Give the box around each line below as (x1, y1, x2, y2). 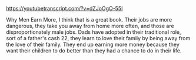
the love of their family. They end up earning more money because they (6, 41, 180, 48)
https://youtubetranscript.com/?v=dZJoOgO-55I (6, 5, 123, 12)
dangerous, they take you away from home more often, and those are (6, 23, 175, 29)
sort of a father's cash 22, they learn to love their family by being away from (6, 35, 191, 41)
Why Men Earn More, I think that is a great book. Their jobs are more (6, 16, 172, 23)
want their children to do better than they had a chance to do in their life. (6, 47, 182, 54)
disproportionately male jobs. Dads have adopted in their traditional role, (6, 29, 181, 36)
